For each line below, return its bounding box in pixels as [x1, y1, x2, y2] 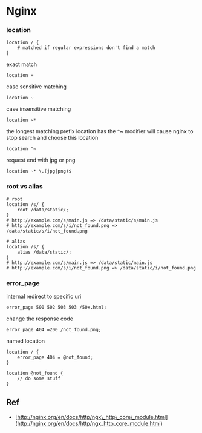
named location [6, 337, 45, 345]
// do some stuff [17, 375, 61, 382]
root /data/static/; [17, 207, 69, 213]
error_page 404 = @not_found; [17, 354, 94, 361]
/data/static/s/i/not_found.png [6, 228, 88, 234]
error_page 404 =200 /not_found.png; [6, 327, 102, 333]
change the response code [6, 315, 74, 322]
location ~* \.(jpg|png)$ [6, 168, 71, 174]
